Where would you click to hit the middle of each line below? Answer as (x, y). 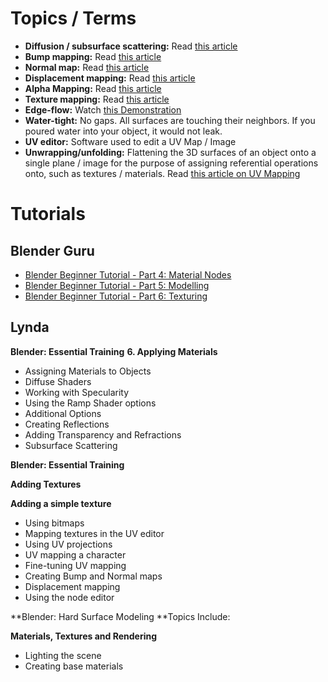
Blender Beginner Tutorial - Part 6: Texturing (116, 296)
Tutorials (48, 214)
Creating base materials (74, 666)
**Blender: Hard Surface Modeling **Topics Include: (120, 616)
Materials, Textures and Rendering (84, 636)
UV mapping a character (75, 554)
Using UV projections (68, 544)
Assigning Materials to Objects (88, 371)
